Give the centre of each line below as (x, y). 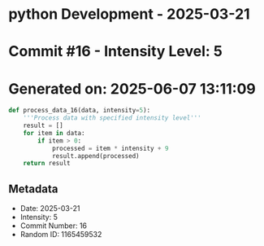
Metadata (33, 189)
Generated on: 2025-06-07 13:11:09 (132, 88)
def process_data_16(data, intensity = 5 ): (80, 111)
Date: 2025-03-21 (50, 209)
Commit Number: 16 (54, 226)
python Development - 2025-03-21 (129, 14)
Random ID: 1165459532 (61, 235)
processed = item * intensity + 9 (110, 148)
